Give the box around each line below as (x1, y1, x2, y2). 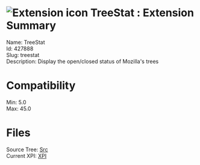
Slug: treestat (6, 51, 40, 58)
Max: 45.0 (6, 105, 31, 112)
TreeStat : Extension (90, 6, 195, 20)
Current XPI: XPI (6, 152, 47, 159)
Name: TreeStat (6, 38, 45, 46)
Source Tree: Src (6, 146, 48, 153)
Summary (6, 19, 56, 32)
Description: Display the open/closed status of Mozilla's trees (6, 58, 159, 65)
